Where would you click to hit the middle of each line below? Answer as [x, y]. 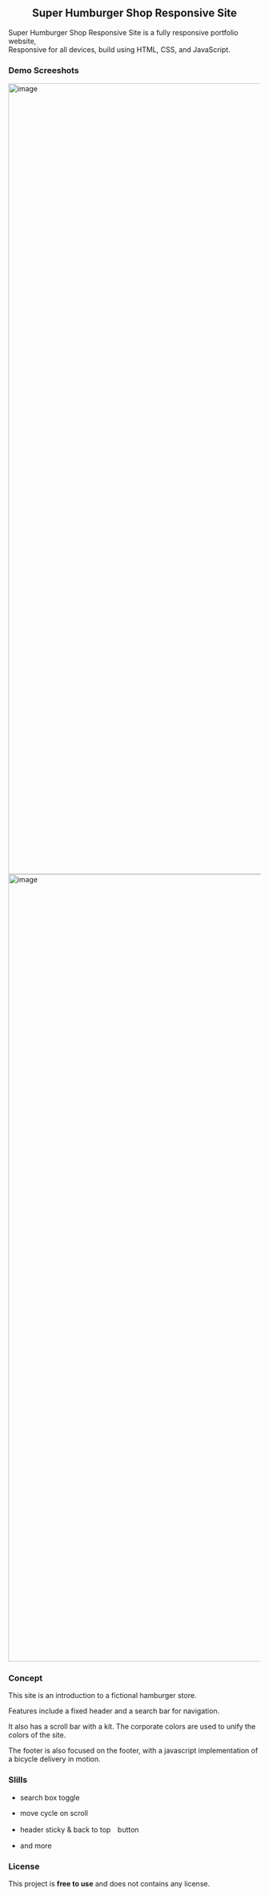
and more [36, 1846]
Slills [18, 1780]
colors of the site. [37, 1735]
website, [22, 41]
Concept [25, 1678]
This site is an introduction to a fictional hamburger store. [102, 1696]
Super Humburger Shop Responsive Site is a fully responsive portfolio [123, 32]
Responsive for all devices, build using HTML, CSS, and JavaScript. [119, 49]
